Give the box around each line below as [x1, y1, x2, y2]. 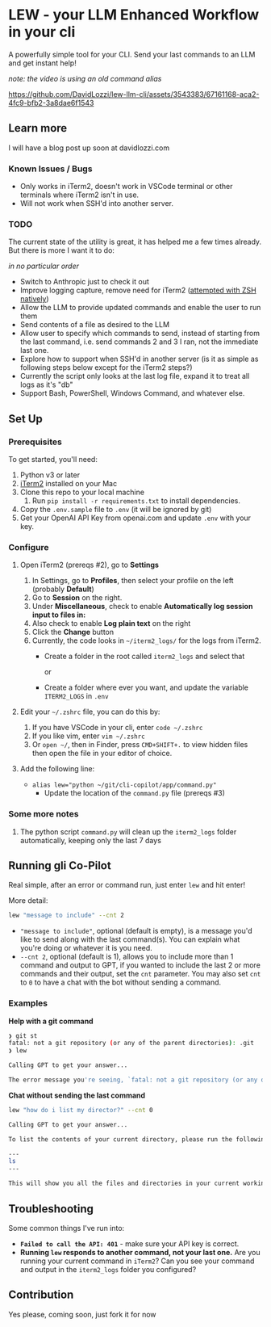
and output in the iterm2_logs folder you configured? [19, 1264, 197, 1274]
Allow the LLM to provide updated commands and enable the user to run [19, 303, 261, 313]
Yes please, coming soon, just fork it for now [8, 1309, 156, 1319]
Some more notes [8, 808, 79, 820]
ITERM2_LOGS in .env [44, 691, 109, 701]
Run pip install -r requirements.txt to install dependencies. [31, 496, 240, 506]
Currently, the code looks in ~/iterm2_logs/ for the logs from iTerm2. [31, 636, 261, 645]
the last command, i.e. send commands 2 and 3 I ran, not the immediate [19, 337, 259, 346]
